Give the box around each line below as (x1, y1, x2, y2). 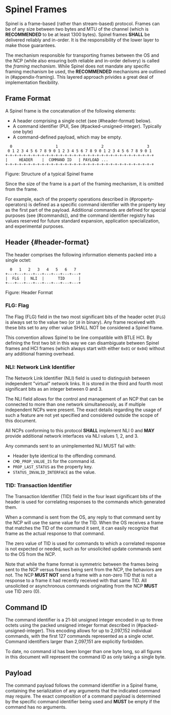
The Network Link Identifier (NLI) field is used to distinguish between (5, 375, 151, 382)
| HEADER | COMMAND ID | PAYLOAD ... (5, 157, 109, 162)
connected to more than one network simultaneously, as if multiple (5, 401, 145, 408)
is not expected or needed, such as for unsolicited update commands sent (5, 546, 162, 552)
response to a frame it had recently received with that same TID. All (5, 577, 147, 584)
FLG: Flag (5, 302, 29, 309)
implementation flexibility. (5, 79, 59, 85)
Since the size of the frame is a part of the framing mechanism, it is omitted (5, 181, 164, 187)
